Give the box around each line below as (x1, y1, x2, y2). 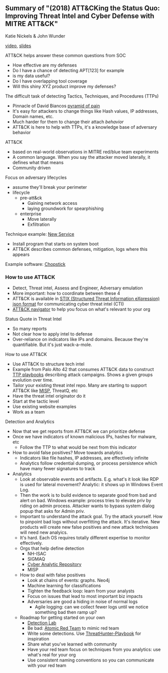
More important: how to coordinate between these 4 (12, 290, 120, 296)
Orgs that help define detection (19, 545, 84, 551)
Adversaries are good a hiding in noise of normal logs (27, 598, 138, 605)
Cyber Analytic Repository (27, 561, 81, 567)
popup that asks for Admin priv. (19, 508, 85, 514)
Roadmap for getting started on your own (19, 614, 105, 620)
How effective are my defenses (12, 62, 77, 68)
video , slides (5, 43, 31, 49)
